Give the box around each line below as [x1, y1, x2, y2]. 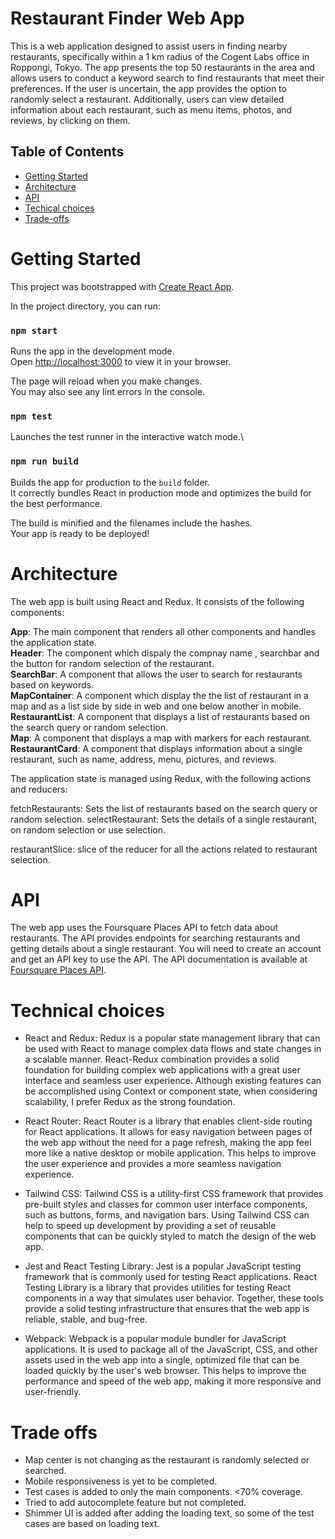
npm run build [10, 456, 79, 467]
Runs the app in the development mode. [10, 345, 175, 357]
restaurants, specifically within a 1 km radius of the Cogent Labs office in [10, 50, 310, 62]
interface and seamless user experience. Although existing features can [24, 1075, 322, 1087]
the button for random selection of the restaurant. [10, 657, 215, 669]
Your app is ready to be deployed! [10, 527, 150, 539]
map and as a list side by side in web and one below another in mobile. [10, 700, 302, 712]
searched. [24, 1465, 67, 1477]
